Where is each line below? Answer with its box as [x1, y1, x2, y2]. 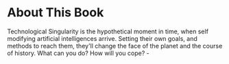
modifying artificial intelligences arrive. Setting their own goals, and [7, 34, 197, 42]
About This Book [7, 5, 104, 20]
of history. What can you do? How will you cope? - [7, 49, 149, 57]
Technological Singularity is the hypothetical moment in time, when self [7, 27, 209, 35]
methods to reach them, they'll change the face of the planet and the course [7, 42, 223, 50]
